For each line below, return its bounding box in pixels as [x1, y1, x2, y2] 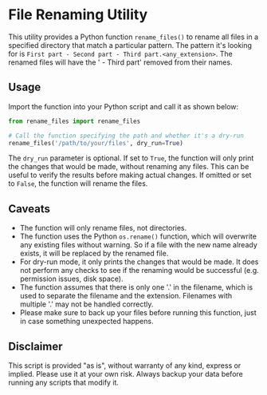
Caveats [8, 202, 50, 215]
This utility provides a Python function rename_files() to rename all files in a [8, 32, 259, 41]
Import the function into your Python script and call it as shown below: [8, 101, 239, 111]
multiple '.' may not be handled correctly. [19, 299, 154, 309]
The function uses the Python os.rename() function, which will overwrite [19, 231, 257, 241]
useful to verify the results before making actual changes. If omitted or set [8, 170, 252, 180]
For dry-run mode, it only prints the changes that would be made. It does [19, 257, 259, 267]
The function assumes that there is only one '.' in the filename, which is [19, 282, 253, 292]
